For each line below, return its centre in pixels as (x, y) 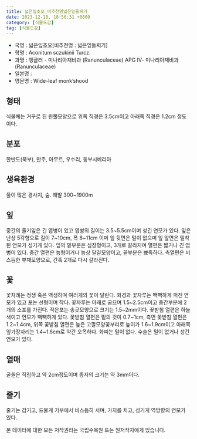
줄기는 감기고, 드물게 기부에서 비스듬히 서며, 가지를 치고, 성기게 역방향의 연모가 (96, 410)
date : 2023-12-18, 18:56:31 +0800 (48, 17)
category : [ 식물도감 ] (30, 22)
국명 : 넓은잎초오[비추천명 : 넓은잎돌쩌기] (61, 45)
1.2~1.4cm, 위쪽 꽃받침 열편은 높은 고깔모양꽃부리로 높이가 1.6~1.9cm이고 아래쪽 (98, 325)
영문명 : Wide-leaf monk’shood (51, 81)
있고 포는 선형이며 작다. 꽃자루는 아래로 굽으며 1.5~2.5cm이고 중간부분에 (100, 302)
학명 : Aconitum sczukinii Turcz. (52, 53)
